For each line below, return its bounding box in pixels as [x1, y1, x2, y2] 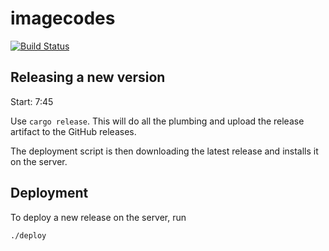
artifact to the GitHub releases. [10, 125, 137, 137]
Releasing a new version [10, 69, 166, 86]
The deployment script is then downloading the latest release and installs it [10, 145, 319, 157]
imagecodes [10, 7, 116, 30]
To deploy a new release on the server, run [10, 211, 187, 223]
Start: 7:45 [10, 95, 54, 107]
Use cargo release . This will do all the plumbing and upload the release [10, 115, 305, 127]
